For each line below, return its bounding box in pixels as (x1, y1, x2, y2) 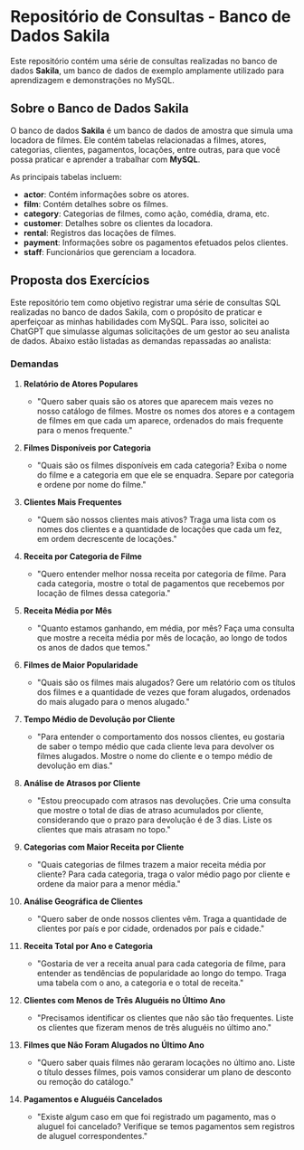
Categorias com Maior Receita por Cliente (23, 841, 185, 852)
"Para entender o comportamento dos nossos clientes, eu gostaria (36, 731, 286, 742)
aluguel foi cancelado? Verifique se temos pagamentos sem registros (36, 1120, 295, 1132)
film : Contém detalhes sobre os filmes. (23, 198, 168, 209)
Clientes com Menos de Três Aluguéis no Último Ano (23, 994, 225, 1005)
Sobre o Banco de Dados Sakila (10, 101, 189, 117)
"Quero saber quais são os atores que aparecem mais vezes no (36, 395, 274, 406)
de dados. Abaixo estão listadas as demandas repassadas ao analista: (10, 335, 271, 346)
